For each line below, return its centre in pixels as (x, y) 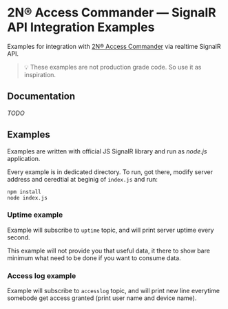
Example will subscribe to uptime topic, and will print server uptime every (111, 230)
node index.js (28, 198)
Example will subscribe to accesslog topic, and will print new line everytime (114, 291)
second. (19, 237)
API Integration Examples (81, 27)
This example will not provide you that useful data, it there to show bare (108, 251)
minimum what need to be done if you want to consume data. (94, 258)
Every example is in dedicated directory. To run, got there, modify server (110, 172)
